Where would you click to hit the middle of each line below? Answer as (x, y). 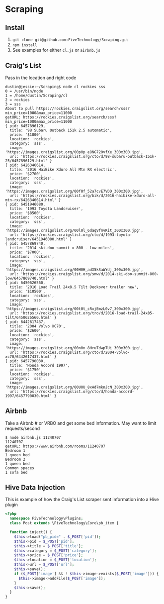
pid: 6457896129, (28, 126)
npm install (25, 45)
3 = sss (13, 104)
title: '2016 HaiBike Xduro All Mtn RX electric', (63, 169)
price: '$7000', (26, 252)
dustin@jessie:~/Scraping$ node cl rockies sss (55, 87)
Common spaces (20, 468)
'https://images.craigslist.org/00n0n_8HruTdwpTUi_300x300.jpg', (74, 348)
